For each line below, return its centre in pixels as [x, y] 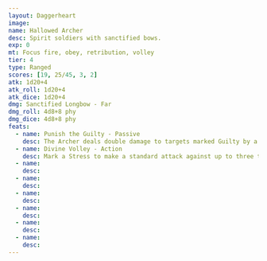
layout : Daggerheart [43, 16]
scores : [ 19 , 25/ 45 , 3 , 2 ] [53, 75]
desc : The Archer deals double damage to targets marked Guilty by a [140, 141]
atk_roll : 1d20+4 [37, 90]
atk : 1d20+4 [28, 82]
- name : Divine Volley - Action [69, 149]
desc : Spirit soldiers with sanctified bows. [85, 38]
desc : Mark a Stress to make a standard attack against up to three [138, 156]
